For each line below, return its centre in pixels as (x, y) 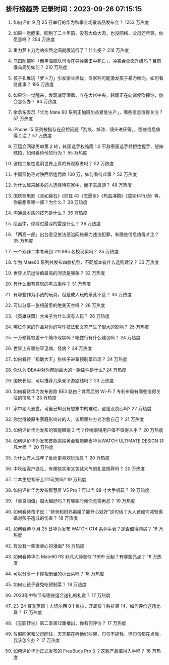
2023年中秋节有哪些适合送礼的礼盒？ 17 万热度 (62, 595)
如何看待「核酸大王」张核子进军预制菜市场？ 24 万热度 (70, 359)
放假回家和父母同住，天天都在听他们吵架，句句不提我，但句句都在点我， (88, 634)
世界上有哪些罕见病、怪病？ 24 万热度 (52, 348)
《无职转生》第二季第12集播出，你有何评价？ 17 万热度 (70, 623)
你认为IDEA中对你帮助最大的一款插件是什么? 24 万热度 (70, 370)
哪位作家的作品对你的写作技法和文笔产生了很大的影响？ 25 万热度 (81, 327)
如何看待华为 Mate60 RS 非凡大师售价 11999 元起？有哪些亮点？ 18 (82, 557)
